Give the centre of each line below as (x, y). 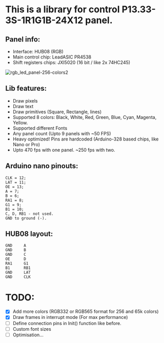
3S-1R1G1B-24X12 (44, 20)
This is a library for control (63, 9)
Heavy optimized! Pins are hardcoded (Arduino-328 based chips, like (86, 139)
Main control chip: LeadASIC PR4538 (52, 57)
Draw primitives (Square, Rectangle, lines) (57, 112)
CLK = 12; (16, 178)
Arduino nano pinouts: (42, 166)
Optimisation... (28, 335)
